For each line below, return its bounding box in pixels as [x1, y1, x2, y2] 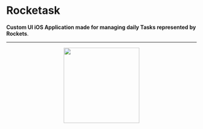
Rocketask [6, 4, 60, 17]
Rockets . [6, 30, 29, 37]
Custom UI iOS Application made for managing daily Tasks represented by [6, 24, 196, 31]
